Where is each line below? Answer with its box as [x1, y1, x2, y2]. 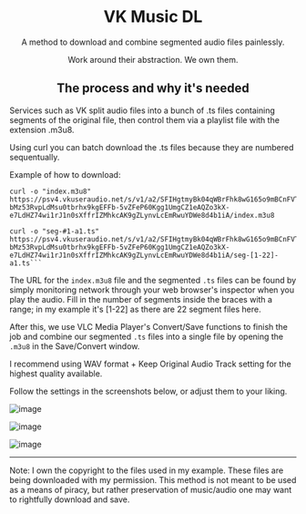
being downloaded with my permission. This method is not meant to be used [9, 474, 297, 485]
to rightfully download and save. [9, 494, 130, 505]
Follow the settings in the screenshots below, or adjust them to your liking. [9, 385, 288, 396]
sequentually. [9, 151, 60, 162]
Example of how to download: [9, 169, 121, 180]
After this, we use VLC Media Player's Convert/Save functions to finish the [9, 321, 289, 332]
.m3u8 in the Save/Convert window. [9, 340, 140, 352]
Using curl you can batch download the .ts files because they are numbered [9, 141, 294, 152]
